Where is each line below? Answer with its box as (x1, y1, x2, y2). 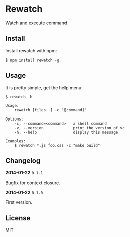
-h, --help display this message (14, 130, 118, 135)
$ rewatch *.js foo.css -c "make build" (14, 143, 100, 148)
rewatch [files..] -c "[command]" (14, 107, 87, 112)
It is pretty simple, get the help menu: (5, 84, 83, 91)
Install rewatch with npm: (5, 47, 57, 53)
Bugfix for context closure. (5, 180, 60, 186)
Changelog (5, 156, 41, 165)
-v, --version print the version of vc (14, 125, 125, 130)
